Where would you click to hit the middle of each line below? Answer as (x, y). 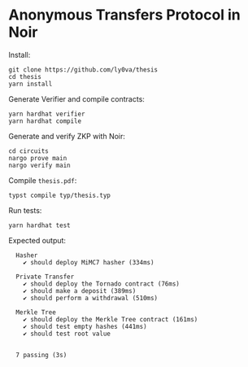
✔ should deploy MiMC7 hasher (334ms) (89, 262)
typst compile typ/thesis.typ (60, 195)
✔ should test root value (67, 334)
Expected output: (37, 240)
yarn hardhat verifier (47, 114)
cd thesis (25, 76)
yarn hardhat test (39, 225)
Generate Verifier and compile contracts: (76, 98)
